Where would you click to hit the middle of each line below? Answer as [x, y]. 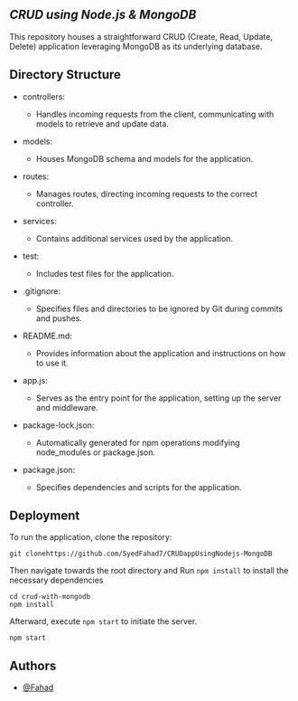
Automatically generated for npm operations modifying [138, 442]
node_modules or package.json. [96, 452]
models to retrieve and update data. [102, 123]
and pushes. [59, 318]
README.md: [47, 336]
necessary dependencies [56, 580]
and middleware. [67, 407]
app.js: [35, 380]
